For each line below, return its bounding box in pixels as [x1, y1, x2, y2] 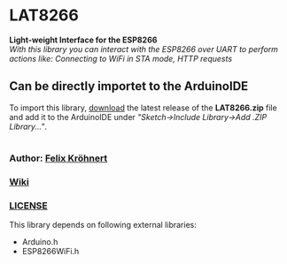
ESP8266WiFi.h [21, 246, 80, 257]
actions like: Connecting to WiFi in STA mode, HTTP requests [9, 53, 233, 64]
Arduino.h [21, 237, 58, 247]
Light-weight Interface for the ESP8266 [9, 34, 158, 45]
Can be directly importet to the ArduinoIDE [9, 79, 249, 94]
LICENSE [9, 200, 49, 212]
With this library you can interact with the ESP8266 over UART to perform [9, 43, 279, 54]
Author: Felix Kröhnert [9, 152, 108, 164]
